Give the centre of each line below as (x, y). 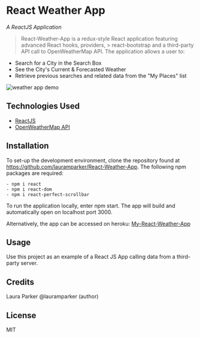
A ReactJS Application (34, 27)
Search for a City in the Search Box (58, 63)
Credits (20, 282)
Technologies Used (43, 106)
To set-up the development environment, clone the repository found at (93, 160)
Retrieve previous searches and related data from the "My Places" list (101, 76)
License (21, 315)
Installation (28, 146)
